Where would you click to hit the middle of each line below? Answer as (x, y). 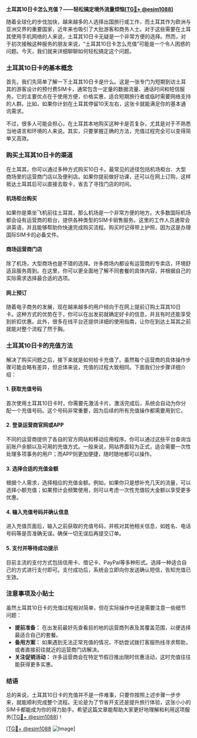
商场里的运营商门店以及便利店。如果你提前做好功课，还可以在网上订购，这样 (98, 177)
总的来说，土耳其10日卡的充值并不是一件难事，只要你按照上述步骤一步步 (94, 695)
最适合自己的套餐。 (38, 634)
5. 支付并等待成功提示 (32, 548)
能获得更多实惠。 (35, 664)
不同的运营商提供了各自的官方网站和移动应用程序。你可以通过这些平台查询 (96, 439)
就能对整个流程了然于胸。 (37, 329)
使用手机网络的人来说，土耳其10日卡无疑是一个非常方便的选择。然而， (96, 36)
